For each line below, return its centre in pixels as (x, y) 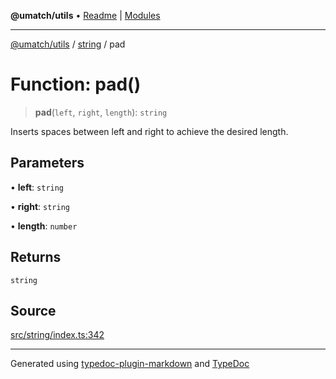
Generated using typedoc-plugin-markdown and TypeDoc (130, 364)
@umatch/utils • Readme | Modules (85, 15)
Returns (36, 257)
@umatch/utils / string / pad (68, 44)
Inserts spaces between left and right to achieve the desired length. (149, 131)
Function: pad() (76, 84)
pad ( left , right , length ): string (101, 112)
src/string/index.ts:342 (57, 335)
